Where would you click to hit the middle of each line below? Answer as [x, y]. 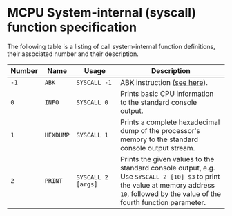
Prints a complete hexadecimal [170, 122]
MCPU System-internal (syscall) [102, 13]
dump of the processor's [160, 130]
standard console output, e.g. [167, 168]
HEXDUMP [57, 135]
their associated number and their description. [73, 54]
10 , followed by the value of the [170, 193]
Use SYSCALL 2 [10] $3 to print [170, 176]
